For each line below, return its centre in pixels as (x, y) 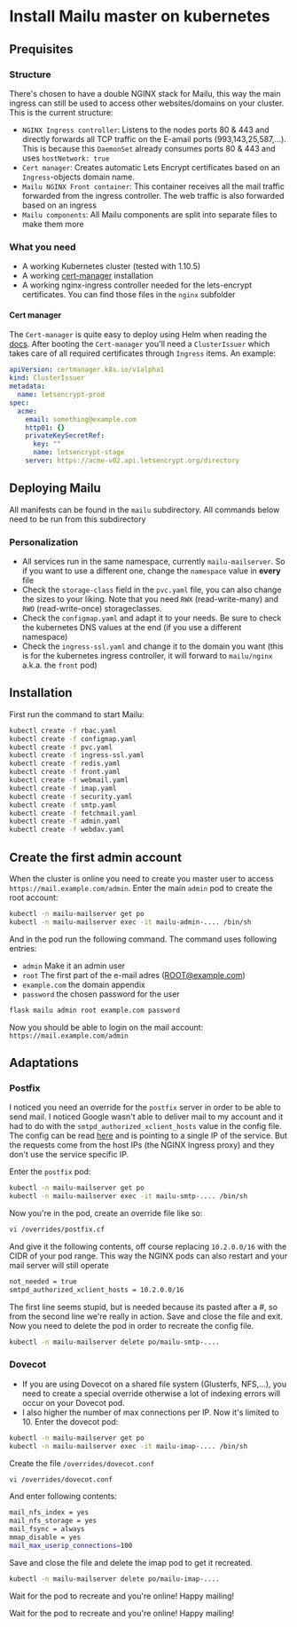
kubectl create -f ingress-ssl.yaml (77, 755)
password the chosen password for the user (101, 994)
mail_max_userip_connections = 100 (71, 1545)
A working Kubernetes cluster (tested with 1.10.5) (111, 266)
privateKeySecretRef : (65, 436)
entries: (23, 948)
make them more (53, 224)
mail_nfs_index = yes (49, 1512)
